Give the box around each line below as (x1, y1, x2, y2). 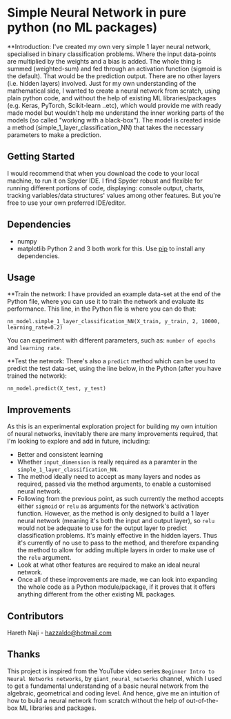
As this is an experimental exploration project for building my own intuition (7, 422, 218, 430)
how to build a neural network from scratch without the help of (7, 696, 185, 704)
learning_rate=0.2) (7, 324, 63, 331)
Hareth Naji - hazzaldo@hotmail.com (7, 628, 112, 637)
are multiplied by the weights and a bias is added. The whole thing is (7, 57, 202, 65)
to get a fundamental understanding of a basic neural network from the (7, 682, 209, 690)
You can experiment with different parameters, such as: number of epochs (7, 336, 216, 345)
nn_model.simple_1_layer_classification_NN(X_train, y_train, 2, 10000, (7, 318, 221, 325)
